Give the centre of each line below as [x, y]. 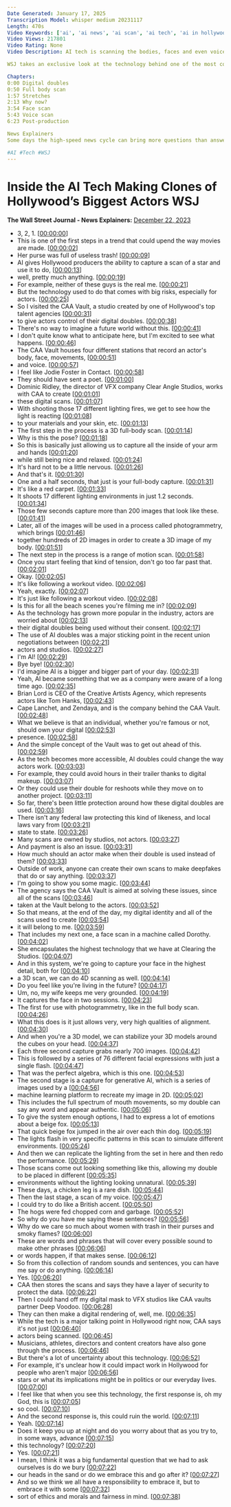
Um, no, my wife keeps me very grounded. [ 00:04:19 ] [93, 993]
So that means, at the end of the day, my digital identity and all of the [115, 913]
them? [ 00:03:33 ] [42, 861]
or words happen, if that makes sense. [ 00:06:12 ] [87, 1255]
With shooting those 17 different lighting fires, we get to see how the [114, 409]
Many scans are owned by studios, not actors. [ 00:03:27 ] [98, 840]
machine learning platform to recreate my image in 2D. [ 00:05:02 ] [110, 1095]
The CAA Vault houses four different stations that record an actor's [112, 350]
